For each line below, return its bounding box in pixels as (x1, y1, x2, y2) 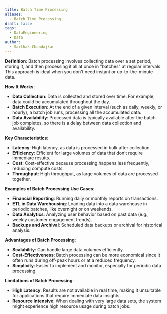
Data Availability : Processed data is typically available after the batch (12, 114, 156, 120)
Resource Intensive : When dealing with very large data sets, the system (12, 298, 161, 304)
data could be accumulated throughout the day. (12, 98, 111, 105)
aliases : (5, 12, 23, 17)
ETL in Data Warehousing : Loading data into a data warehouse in (12, 200, 147, 207)
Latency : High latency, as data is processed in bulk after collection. (12, 144, 151, 150)
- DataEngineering (9, 30, 48, 35)
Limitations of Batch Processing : (5, 277, 74, 283)
